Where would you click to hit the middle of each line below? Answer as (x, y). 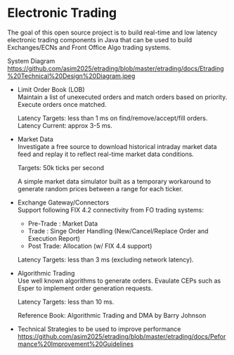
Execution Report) (54, 238)
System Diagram (31, 60)
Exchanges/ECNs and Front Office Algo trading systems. (89, 47)
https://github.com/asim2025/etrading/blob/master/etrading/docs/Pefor (122, 336)
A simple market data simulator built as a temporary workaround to (114, 181)
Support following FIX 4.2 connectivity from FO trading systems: (111, 209)
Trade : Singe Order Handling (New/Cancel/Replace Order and (118, 231)
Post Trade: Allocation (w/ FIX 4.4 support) (90, 246)
